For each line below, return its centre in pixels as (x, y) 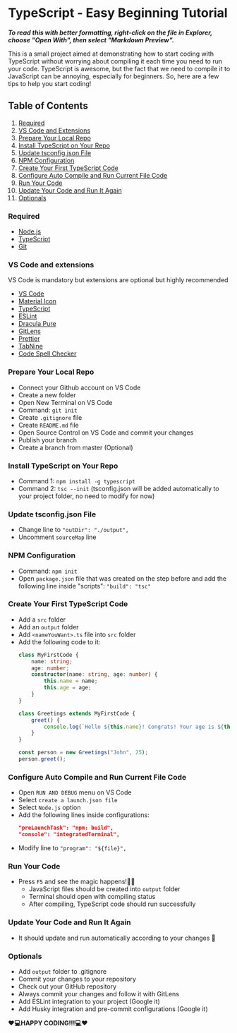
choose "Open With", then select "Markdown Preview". (91, 40)
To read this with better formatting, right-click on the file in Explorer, (110, 32)
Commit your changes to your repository (77, 979)
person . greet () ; (42, 759)
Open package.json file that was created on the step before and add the (122, 578)
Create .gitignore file (50, 417)
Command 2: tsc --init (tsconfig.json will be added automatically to (119, 488)
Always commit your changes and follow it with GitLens (98, 993)
